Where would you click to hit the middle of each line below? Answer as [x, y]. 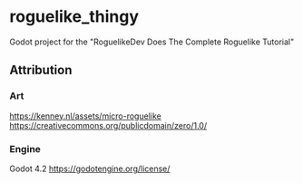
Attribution [41, 70]
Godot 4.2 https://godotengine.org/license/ [90, 169]
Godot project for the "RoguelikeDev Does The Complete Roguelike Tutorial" [152, 42]
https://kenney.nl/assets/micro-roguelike [85, 116]
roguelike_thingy [74, 17]
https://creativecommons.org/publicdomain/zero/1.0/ [108, 125]
